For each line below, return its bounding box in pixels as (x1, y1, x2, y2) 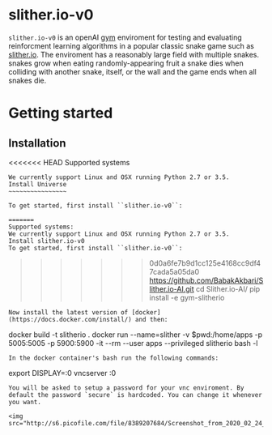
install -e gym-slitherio (149, 292, 225, 302)
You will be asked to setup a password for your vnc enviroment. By (8, 383, 244, 392)
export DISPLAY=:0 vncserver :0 (8, 368, 117, 377)
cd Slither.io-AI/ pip (195, 284, 261, 293)
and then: (134, 315, 168, 323)
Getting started (8, 104, 113, 122)
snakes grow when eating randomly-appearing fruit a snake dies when (8, 58, 244, 68)
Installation (8, 136, 66, 150)
